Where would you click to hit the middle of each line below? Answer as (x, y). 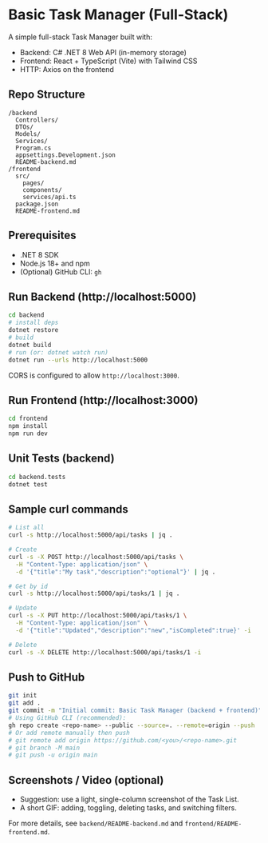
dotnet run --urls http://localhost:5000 (78, 360)
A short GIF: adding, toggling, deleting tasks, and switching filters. (128, 808)
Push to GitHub (47, 677)
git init (23, 696)
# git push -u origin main (53, 755)
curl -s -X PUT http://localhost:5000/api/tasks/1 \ (98, 616)
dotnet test (28, 484)
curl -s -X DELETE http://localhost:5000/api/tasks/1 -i (105, 652)
